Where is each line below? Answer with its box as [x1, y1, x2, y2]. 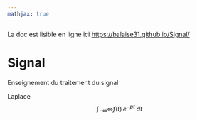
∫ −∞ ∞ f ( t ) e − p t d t [96, 103, 143, 114]
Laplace [7, 92, 31, 100]
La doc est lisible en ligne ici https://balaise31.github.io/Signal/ [7, 30, 190, 38]
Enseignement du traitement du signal [7, 78, 119, 87]
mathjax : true [7, 10, 50, 18]
